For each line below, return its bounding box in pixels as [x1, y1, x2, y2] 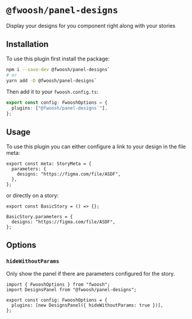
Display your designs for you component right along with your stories [6, 22, 176, 29]
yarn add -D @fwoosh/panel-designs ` [6, 78, 97, 84]
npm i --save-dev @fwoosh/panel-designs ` [6, 66, 111, 72]
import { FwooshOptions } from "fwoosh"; [6, 281, 111, 288]
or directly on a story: [6, 192, 59, 199]
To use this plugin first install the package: [6, 55, 110, 62]
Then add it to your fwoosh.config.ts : [6, 88, 99, 95]
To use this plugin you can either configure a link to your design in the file [6, 143, 186, 150]
